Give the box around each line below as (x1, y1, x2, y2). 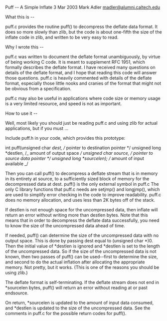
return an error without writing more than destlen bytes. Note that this (5, 212, 148, 218)
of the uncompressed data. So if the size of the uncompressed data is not (5, 248, 157, 254)
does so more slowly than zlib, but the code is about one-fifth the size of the (5, 29, 162, 35)
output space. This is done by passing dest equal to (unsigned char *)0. (5, 238, 154, 243)
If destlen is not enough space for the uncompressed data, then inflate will (5, 207, 158, 212)
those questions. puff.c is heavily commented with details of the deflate (5, 75, 152, 81)
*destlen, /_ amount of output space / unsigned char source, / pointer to (5, 150, 153, 156)
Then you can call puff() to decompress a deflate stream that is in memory (5, 170, 158, 176)
